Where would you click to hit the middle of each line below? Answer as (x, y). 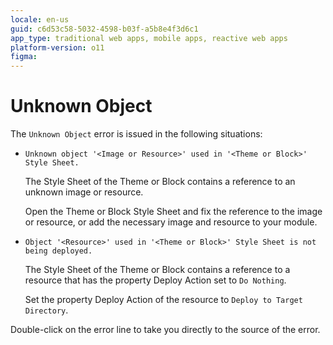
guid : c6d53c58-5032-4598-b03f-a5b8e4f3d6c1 (104, 29)
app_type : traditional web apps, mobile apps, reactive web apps (149, 38)
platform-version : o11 (57, 47)
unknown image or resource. (84, 192)
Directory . (46, 310)
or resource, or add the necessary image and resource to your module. (171, 222)
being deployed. (58, 251)
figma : (24, 57)
